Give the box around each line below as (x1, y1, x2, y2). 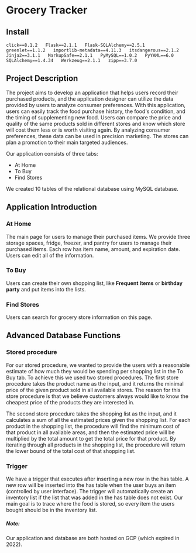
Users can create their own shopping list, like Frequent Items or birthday (6, 279, 183, 287)
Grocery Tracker (6, 4, 88, 17)
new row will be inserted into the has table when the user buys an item (6, 482, 177, 489)
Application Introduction (6, 202, 98, 212)
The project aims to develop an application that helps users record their (6, 89, 178, 96)
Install (6, 27, 29, 37)
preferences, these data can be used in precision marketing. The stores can (6, 132, 189, 139)
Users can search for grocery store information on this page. (6, 314, 153, 321)
